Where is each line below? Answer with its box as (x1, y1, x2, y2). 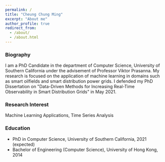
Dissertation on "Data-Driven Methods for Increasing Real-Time (5, 84, 135, 90)
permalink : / (5, 7, 32, 12)
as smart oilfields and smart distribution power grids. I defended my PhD (5, 78, 153, 84)
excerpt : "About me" (5, 16, 48, 21)
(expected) (12, 141, 35, 147)
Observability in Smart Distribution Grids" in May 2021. (5, 89, 116, 95)
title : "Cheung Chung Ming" (5, 12, 63, 17)
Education (5, 125, 31, 132)
